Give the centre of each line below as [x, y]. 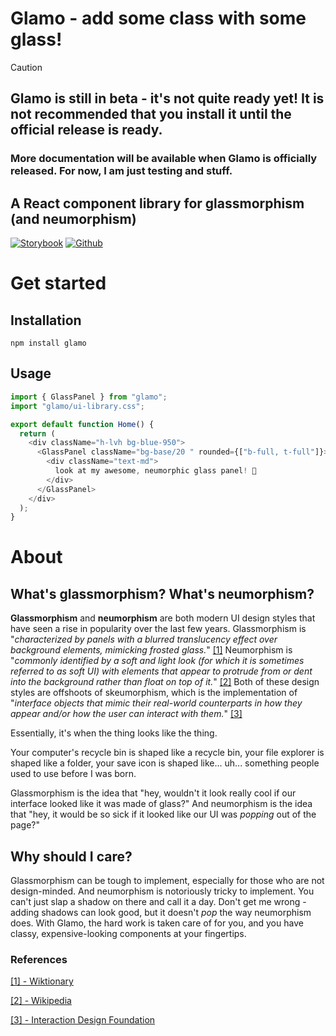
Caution [26, 67]
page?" [25, 825]
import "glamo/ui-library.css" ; [77, 406]
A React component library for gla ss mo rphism [157, 203]
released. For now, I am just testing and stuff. [121, 171]
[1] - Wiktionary [42, 981]
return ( [37, 433]
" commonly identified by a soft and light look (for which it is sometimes [157, 661]
